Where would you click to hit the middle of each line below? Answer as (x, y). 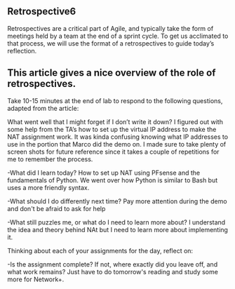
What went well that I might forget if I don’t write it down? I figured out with (115, 121)
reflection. (22, 51)
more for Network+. (36, 279)
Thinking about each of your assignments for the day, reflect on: (100, 250)
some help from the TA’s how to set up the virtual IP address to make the (112, 129)
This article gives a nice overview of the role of (112, 73)
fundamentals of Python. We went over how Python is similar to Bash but (113, 180)
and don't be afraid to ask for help (56, 208)
